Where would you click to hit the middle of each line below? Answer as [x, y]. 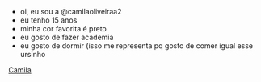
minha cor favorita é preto [63, 29]
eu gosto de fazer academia [67, 37]
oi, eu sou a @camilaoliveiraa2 [71, 12]
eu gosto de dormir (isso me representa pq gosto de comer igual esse [136, 46]
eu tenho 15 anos [48, 20]
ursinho [33, 54]
